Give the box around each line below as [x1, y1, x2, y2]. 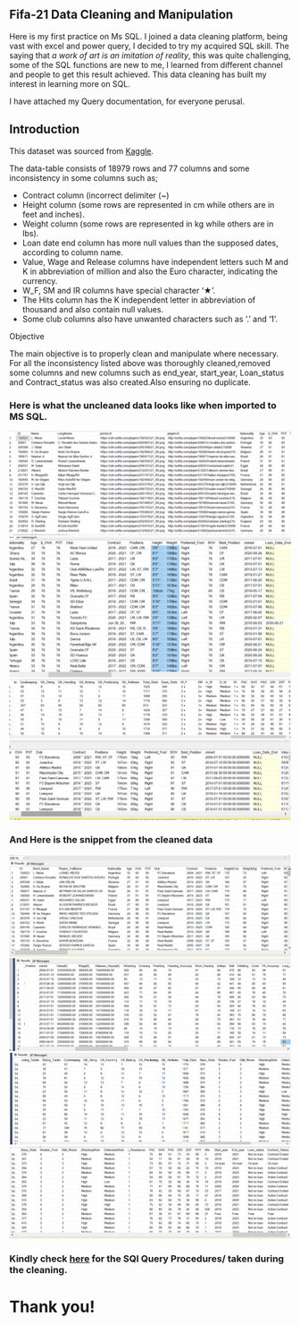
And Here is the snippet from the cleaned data [9, 833, 213, 846]
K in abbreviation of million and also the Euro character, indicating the [21, 266, 279, 277]
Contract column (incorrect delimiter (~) [21, 190, 170, 201]
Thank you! [9, 1297, 96, 1317]
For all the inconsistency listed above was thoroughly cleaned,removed [9, 357, 271, 368]
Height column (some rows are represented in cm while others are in [21, 199, 275, 209]
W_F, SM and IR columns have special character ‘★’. [21, 285, 216, 295]
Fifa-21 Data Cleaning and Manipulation [9, 7, 234, 22]
